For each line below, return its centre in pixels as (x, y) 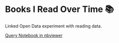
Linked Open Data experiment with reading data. (53, 26)
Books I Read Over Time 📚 (59, 9)
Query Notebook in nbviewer (34, 35)
